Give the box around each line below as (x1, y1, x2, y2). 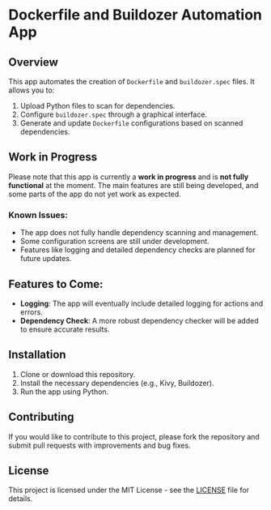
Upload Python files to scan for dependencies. (19, 101, 176, 110)
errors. (19, 306, 43, 317)
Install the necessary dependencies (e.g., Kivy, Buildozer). (19, 378, 214, 388)
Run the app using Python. (19, 387, 109, 396)
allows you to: (8, 85, 55, 95)
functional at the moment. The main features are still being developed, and (8, 180, 259, 190)
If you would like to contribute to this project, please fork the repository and (8, 431, 260, 441)
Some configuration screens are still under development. (19, 237, 210, 246)
